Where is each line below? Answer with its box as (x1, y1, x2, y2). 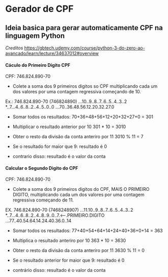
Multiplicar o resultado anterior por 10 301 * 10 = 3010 (12, 123, 126, 130)
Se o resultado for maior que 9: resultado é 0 (12, 143, 107, 149)
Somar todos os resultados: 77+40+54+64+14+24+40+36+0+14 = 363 (12, 228, 163, 234)
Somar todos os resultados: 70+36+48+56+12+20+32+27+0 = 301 (12, 114, 154, 120)
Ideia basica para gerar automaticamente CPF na (5, 23, 163, 32)
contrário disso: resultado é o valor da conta (12, 267, 106, 273)
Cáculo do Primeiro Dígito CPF (5, 62, 70, 68)
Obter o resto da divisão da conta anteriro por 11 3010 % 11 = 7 (12, 134, 144, 140)
